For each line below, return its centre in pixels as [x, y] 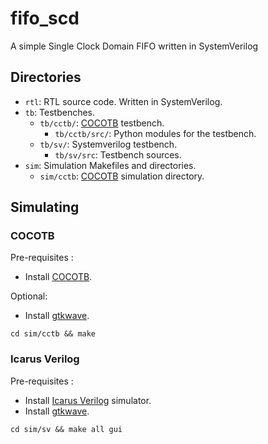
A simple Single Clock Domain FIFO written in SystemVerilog [134, 46]
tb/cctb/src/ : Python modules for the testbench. [155, 133]
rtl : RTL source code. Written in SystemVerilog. [123, 101]
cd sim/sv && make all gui [66, 429]
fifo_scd [45, 18]
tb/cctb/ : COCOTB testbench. [102, 123]
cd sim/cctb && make [53, 334]
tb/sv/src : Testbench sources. [118, 154]
